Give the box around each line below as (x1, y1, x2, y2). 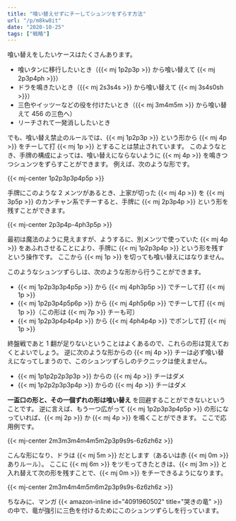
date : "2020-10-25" (7, 23, 65, 30)
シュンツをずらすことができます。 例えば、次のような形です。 (13, 160, 194, 168)
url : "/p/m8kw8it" (7, 17, 61, 24)
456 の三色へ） (31, 110, 76, 118)
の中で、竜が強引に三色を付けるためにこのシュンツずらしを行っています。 (7, 506, 223, 515)
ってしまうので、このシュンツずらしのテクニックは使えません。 (25, 357, 211, 365)
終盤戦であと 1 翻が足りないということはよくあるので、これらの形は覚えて (7, 339, 223, 348)
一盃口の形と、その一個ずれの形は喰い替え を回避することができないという (7, 396, 226, 404)
